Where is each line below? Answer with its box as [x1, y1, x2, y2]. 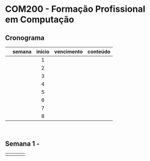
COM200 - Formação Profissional [5, 3, 146, 15]
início [36, 48, 50, 55]
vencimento [54, 48, 83, 55]
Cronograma [5, 34, 45, 42]
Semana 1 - [5, 140, 40, 148]
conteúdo [88, 48, 111, 55]
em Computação [5, 14, 75, 25]
